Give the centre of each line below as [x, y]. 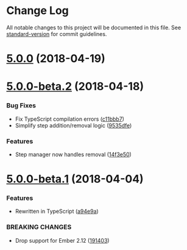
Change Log [37, 11]
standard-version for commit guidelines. [57, 34]
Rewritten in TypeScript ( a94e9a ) [57, 212]
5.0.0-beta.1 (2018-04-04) [75, 179]
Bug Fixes [21, 105]
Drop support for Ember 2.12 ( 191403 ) [62, 240]
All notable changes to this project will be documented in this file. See [94, 27]
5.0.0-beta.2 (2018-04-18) [75, 87]
